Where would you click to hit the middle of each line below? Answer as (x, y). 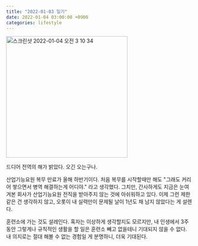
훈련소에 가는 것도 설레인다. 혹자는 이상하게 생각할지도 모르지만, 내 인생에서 (93, 222)
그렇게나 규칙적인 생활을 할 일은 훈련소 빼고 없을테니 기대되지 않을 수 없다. (102, 229)
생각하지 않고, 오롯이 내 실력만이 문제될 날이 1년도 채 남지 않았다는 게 (102, 202)
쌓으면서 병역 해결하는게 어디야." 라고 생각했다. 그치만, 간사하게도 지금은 (95, 187)
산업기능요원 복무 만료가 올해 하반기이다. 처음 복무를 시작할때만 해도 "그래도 (93, 180)
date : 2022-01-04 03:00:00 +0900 (47, 17)
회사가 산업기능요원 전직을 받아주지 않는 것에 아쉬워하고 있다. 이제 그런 (98, 194)
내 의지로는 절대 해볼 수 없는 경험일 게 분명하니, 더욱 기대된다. (77, 237)
